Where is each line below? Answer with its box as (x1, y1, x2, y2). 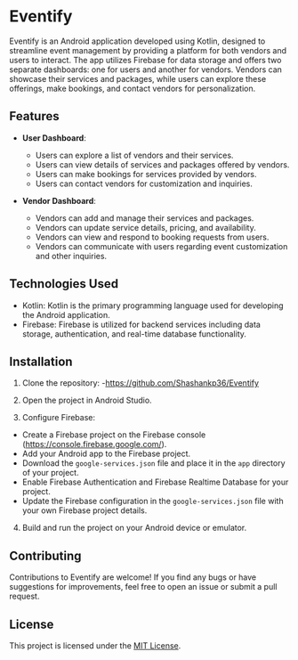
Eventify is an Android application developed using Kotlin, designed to (9, 36, 266, 46)
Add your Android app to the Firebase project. (21, 448, 191, 460)
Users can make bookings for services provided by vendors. (35, 168, 257, 179)
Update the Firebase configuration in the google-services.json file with (21, 496, 284, 507)
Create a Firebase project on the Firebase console (21, 429, 206, 440)
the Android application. (21, 309, 111, 320)
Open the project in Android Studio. (21, 395, 153, 406)
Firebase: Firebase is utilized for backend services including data (21, 319, 261, 330)
